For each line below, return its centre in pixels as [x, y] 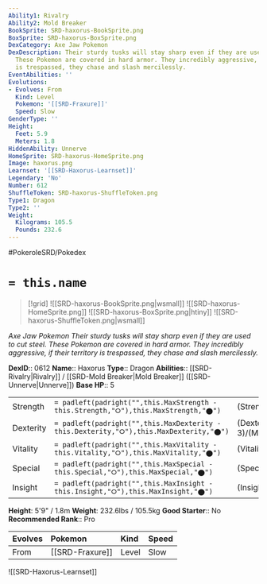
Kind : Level [35, 97]
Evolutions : [28, 82]
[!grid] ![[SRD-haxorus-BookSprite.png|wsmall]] [106, 304]
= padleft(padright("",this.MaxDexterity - [138, 423]
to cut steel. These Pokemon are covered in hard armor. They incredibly [126, 344]
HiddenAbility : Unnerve [48, 149]
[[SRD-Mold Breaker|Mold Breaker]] [125, 376]
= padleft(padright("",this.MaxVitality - [135, 445]
